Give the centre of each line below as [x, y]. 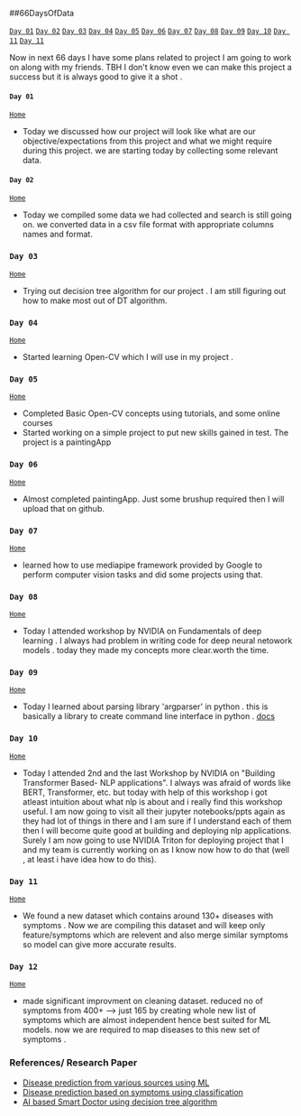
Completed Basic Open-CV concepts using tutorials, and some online [151, 413]
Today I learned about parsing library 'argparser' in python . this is [145, 706]
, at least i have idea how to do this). [89, 859]
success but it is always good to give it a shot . [96, 77]
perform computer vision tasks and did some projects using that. [142, 574]
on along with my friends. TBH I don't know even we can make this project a [151, 67]
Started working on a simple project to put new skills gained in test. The [155, 433]
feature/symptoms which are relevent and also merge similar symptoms [155, 935]
